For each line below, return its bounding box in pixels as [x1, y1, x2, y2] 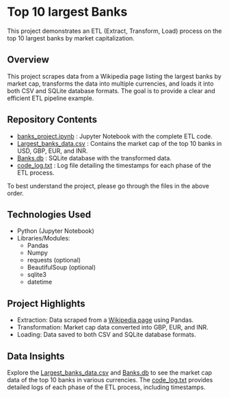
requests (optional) [27, 256, 81, 264]
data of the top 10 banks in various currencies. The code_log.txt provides [7, 376, 213, 384]
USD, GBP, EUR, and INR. [16, 147, 88, 155]
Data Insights [7, 350, 65, 362]
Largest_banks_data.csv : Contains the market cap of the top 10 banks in [16, 139, 222, 147]
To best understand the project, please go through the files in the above [7, 182, 210, 190]
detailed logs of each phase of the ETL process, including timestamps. [7, 383, 206, 391]
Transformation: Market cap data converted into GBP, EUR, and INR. [16, 323, 208, 332]
